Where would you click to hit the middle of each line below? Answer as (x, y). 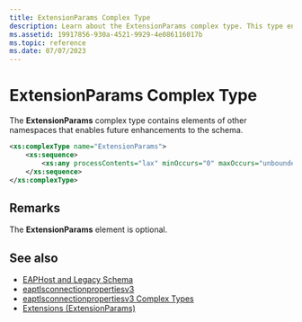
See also (34, 258)
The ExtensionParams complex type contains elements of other (128, 121)
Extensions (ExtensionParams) (79, 309)
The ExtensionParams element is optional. (89, 229)
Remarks (35, 208)
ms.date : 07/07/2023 (48, 51)
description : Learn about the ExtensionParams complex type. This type (146, 26)
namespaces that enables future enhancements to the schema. (126, 130)
